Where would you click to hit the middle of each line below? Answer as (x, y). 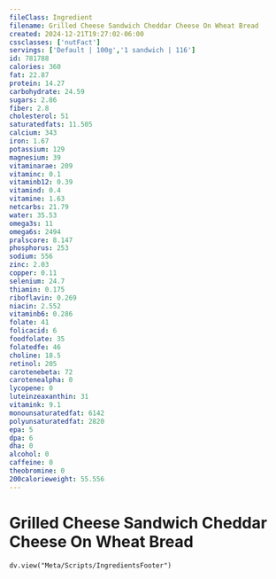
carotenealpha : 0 (41, 380)
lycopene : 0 (31, 388)
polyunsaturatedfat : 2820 (57, 421)
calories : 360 (35, 67)
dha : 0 (21, 446)
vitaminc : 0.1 (35, 174)
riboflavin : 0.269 (43, 298)
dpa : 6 (21, 438)
